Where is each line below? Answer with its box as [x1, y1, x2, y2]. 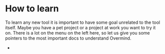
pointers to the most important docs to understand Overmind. [5, 35, 132, 41]
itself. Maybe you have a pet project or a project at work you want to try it [5, 24, 156, 30]
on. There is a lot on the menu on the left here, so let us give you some [5, 30, 150, 36]
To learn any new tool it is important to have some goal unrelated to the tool [5, 19, 161, 25]
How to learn [5, 3, 59, 14]
